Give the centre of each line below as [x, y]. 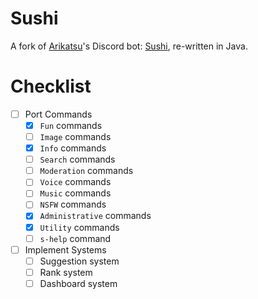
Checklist [51, 86]
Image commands [75, 136]
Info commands [73, 148]
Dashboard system [78, 283]
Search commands [77, 159]
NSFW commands [73, 204]
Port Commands [58, 114]
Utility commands [79, 227]
